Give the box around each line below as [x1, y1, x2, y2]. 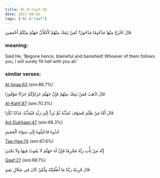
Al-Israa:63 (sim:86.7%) [5, 81, 53, 87]
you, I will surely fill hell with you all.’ [5, 58, 78, 64]
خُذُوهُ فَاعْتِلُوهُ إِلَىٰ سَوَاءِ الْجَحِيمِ [5, 129, 60, 135]
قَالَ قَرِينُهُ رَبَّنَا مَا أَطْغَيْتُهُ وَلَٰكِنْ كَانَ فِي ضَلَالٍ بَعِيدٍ [5, 166, 90, 172]
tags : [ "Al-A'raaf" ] [5, 16, 47, 21]
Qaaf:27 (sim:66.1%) [5, 157, 46, 163]
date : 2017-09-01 [5, 12, 41, 17]
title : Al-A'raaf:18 [5, 7, 47, 12]
